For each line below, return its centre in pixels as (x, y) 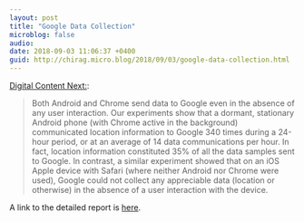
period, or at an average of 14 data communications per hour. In (170, 142)
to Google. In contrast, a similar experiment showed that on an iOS (155, 161)
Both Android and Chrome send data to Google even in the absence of (163, 103)
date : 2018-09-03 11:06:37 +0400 (73, 52)
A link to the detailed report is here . (75, 208)
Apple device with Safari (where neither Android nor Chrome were (155, 170)
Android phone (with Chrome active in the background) (135, 122)
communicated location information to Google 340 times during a (154, 132)
